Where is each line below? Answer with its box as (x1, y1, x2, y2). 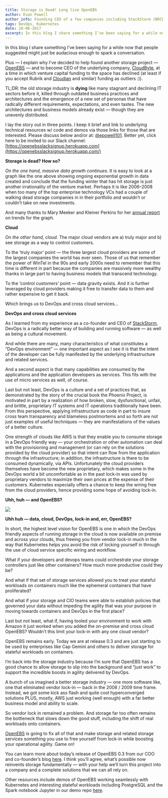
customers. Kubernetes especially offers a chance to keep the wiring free (5, 482, 156, 487)
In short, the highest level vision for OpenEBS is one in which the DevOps (5, 525, 156, 531)
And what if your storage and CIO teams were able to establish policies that (5, 598, 161, 603)
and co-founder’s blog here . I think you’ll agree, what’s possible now (5, 756, 146, 762)
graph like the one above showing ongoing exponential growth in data (5, 173, 149, 179)
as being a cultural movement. (5, 331, 67, 337)
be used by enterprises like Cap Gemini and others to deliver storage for (5, 643, 154, 649)
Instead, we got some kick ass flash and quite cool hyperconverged (5, 690, 144, 696)
